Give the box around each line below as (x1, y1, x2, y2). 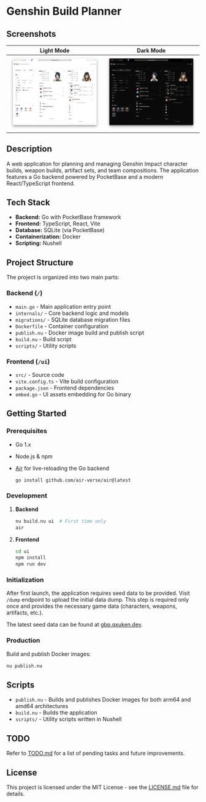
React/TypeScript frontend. (6, 180, 75, 187)
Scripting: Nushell (15, 240, 63, 247)
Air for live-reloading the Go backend (15, 464, 109, 472)
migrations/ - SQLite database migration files (15, 316, 131, 323)
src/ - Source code (15, 371, 64, 378)
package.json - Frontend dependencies (15, 384, 115, 392)
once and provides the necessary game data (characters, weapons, (6, 602, 178, 610)
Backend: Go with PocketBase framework (15, 213, 121, 221)
